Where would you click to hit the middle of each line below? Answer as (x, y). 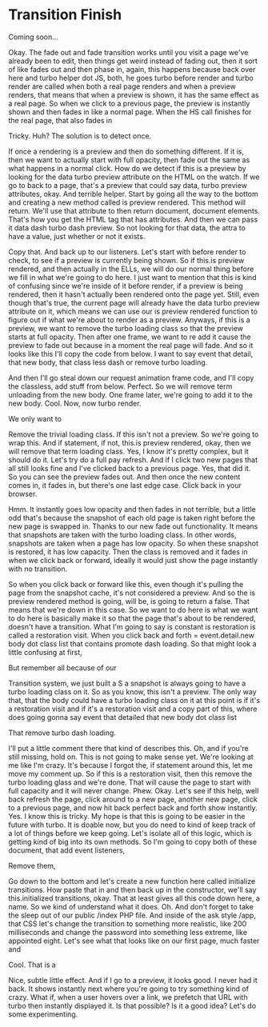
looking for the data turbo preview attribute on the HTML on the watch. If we (134, 177)
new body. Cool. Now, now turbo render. (75, 403)
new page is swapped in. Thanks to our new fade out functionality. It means (133, 526)
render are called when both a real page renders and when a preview (122, 86)
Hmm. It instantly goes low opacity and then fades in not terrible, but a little (132, 509)
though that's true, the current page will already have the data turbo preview (134, 302)
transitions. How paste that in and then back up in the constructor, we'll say (132, 889)
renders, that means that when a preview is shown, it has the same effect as (134, 94)
